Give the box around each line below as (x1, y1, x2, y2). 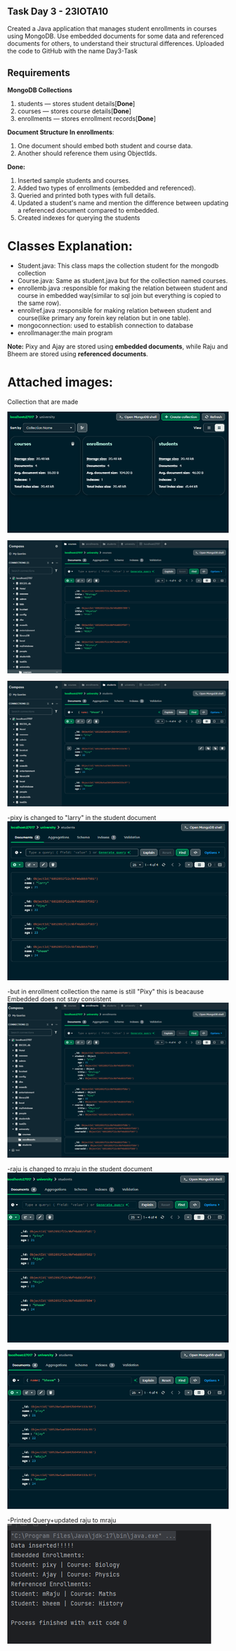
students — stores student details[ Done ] (17, 99, 136, 107)
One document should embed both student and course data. (17, 141, 193, 150)
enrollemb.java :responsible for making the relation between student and (17, 284, 228, 292)
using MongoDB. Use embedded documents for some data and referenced (7, 32, 224, 40)
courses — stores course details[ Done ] (17, 107, 132, 115)
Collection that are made (7, 397, 79, 406)
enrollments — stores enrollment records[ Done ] (17, 114, 157, 122)
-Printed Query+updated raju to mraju (7, 1515, 117, 1524)
